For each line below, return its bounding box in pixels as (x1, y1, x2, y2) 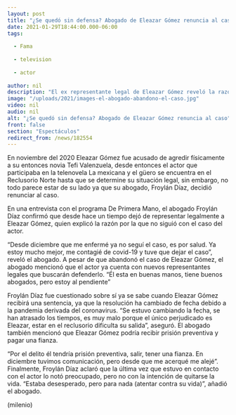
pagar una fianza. (7, 336, 58, 345)
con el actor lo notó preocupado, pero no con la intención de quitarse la (7, 372, 215, 381)
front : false (7, 121, 46, 129)
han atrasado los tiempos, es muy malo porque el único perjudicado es (7, 314, 213, 322)
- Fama (13, 43, 33, 50)
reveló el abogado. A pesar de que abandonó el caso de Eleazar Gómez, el (7, 256, 223, 264)
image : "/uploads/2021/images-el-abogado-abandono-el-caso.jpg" (7, 95, 199, 103)
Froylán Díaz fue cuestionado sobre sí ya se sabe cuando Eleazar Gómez (7, 291, 219, 300)
